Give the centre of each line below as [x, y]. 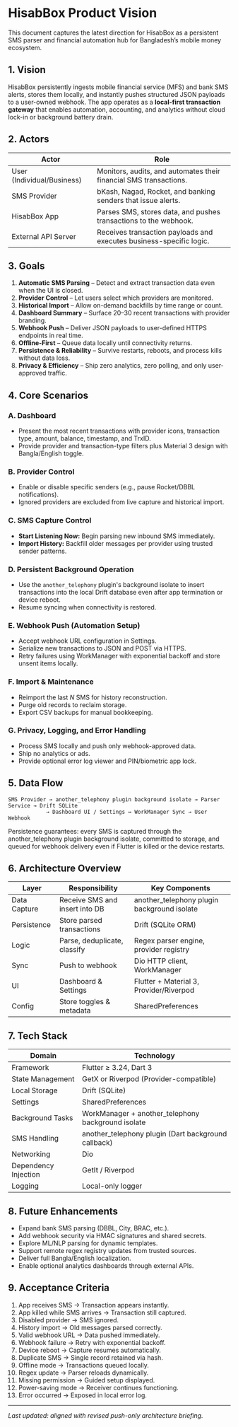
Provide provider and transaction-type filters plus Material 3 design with [123, 446]
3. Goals [26, 266]
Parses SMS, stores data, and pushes [159, 211]
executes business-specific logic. [153, 240]
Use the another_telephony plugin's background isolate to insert [111, 584]
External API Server [44, 236]
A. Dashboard [32, 415]
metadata [75, 1010]
